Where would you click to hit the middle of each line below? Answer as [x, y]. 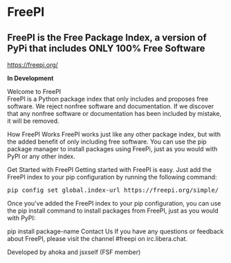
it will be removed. [34, 121]
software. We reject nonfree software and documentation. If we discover [111, 106]
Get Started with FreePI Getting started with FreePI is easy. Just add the [110, 169]
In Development [30, 78]
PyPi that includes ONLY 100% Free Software [106, 48]
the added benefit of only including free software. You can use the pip [107, 142]
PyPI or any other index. [41, 156]
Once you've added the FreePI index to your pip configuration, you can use [114, 203]
